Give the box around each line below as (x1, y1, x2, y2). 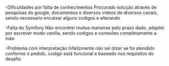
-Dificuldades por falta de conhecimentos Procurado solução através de (5, 5, 157, 10)
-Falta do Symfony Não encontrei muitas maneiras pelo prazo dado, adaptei (5, 25, 164, 31)
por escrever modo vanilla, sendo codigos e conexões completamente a (5, 30, 157, 36)
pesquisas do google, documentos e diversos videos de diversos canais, (5, 10, 158, 16)
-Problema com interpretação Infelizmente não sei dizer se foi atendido (5, 45, 155, 51)
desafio (5, 56, 21, 62)
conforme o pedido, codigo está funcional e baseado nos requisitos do (5, 50, 154, 56)
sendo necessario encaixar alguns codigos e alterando (5, 15, 121, 21)
